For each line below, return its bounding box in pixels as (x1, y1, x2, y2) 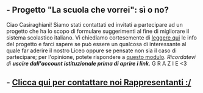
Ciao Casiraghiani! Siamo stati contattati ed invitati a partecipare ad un (6, 21, 183, 28)
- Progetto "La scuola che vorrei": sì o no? (6, 5, 169, 15)
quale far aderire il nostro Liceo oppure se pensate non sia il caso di (6, 47, 177, 54)
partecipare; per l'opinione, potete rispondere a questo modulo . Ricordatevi (6, 53, 196, 60)
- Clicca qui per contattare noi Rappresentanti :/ (6, 77, 191, 88)
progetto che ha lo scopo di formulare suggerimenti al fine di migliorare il (6, 27, 190, 35)
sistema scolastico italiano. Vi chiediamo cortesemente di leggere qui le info (6, 33, 197, 41)
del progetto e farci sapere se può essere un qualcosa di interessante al (6, 40, 187, 47)
